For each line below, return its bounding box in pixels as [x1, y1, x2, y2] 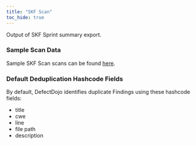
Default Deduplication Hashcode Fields [6, 75, 124, 83]
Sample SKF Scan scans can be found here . [6, 60, 116, 67]
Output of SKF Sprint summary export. [6, 31, 102, 38]
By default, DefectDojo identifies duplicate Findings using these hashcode [6, 88, 191, 96]
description [14, 132, 43, 139]
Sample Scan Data [6, 46, 62, 54]
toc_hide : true [6, 14, 45, 20]
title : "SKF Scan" [6, 8, 52, 15]
